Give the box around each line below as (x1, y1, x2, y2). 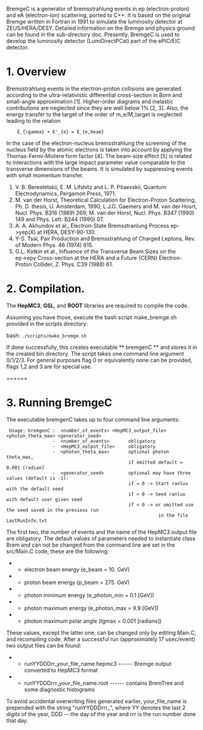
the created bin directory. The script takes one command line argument (6, 350, 184, 357)
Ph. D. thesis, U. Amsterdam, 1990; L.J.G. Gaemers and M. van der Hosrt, (15, 202, 198, 210)
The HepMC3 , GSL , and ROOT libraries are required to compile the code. (6, 302, 189, 309)
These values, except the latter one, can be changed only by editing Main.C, (6, 629, 196, 636)
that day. (6, 717, 28, 724)
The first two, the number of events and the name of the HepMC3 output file (6, 528, 197, 536)
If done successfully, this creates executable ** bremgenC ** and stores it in (6, 343, 198, 351)
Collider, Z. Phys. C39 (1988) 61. (33, 260, 113, 268)
